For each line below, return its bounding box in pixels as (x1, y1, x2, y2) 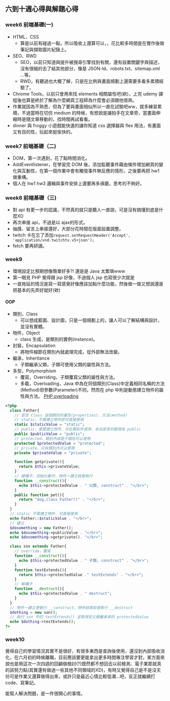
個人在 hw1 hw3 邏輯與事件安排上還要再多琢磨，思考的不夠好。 (12, 180, 145, 186)
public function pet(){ (14, 492, 65, 497)
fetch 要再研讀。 (12, 243, 47, 249)
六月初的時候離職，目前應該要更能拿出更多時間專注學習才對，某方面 (18, 654, 160, 660)
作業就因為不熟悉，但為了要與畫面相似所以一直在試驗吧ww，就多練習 (12, 103, 158, 109)
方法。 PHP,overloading (29, 393, 79, 399)
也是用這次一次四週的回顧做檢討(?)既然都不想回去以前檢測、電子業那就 (9, 660, 157, 667)
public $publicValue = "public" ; (14, 432, 85, 437)
